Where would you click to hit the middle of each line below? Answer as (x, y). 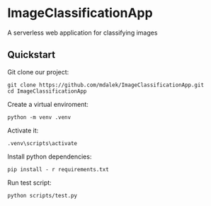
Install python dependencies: (50, 156)
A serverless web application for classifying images (82, 33)
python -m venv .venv (39, 117)
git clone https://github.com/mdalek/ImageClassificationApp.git (105, 85)
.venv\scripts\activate (42, 143)
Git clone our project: (38, 71)
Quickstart (32, 55)
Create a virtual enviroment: (48, 104)
